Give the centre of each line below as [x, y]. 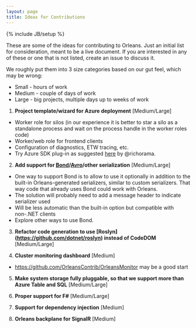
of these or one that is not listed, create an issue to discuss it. [81, 58]
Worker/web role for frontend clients [59, 141]
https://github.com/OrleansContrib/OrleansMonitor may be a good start [101, 267]
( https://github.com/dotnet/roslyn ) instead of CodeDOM [85, 238]
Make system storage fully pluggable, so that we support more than [99, 278]
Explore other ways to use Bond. [54, 220]
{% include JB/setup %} [35, 34]
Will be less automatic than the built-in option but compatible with [94, 207]
